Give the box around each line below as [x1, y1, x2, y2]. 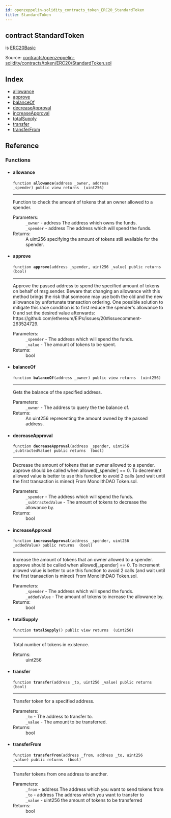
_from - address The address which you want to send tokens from [25, 786, 164, 792]
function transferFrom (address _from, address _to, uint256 [12, 753, 143, 758]
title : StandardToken [5, 12, 51, 17]
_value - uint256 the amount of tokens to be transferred [25, 797, 142, 803]
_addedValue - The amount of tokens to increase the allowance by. [25, 594, 164, 600]
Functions [5, 156, 31, 164]
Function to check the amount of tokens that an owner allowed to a [12, 199, 153, 205]
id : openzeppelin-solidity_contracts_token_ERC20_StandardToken [5, 7, 145, 13]
